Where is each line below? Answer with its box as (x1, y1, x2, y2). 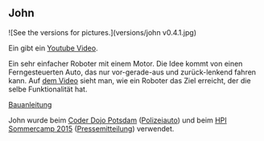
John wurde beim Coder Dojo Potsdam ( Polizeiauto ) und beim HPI (8, 115, 227, 125)
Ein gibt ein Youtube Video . (8, 43, 98, 53)
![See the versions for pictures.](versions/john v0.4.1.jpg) (8, 27, 197, 37)
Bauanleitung (8, 99, 52, 109)
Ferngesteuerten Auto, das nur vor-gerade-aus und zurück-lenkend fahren (8, 67, 256, 77)
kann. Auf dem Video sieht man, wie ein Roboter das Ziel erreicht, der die (8, 75, 251, 85)
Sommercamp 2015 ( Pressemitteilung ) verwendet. (8, 123, 175, 133)
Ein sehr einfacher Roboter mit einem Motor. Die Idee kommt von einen (8, 58, 243, 68)
